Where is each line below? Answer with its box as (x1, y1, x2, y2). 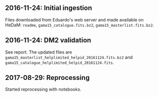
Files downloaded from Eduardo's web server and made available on (5, 17, 144, 22)
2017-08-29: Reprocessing (5, 74, 90, 82)
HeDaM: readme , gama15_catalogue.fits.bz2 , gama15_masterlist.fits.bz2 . (5, 22, 155, 28)
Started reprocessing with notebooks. (5, 86, 81, 92)
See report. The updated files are (5, 49, 72, 55)
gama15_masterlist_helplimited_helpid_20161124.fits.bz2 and (5, 54, 133, 60)
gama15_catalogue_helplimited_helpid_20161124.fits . (5, 59, 114, 65)
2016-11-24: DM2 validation (5, 36, 92, 44)
